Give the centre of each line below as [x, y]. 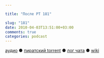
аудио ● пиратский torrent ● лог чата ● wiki [52, 51]
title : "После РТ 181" [28, 14]
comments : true [21, 32]
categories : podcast [26, 37]
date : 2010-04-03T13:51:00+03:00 [39, 28]
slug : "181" [17, 23]
